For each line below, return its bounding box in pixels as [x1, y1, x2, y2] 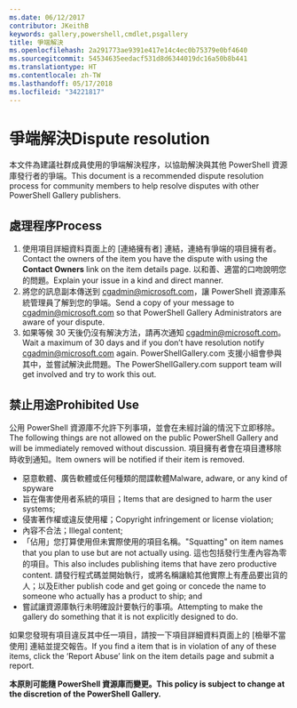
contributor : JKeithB [9, 21, 90, 30]
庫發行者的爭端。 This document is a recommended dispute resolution [9, 171, 264, 181]
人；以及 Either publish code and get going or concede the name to [21, 581, 267, 591]
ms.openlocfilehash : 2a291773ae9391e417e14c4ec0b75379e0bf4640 [9, 46, 248, 55]
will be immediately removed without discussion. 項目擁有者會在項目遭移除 [9, 443, 282, 454]
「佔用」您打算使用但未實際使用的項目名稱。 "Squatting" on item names [21, 536, 284, 547]
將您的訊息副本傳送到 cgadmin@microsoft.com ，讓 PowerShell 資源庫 [21, 286, 278, 297]
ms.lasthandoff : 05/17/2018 [9, 79, 113, 88]
